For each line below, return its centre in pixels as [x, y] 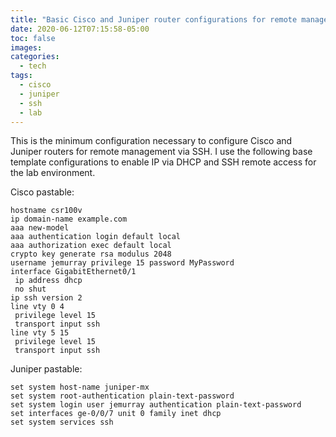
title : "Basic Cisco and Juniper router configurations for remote [154, 19]
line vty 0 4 [37, 307]
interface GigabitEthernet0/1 [73, 272]
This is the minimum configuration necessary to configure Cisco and [151, 141]
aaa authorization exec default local [91, 246]
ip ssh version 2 [46, 298]
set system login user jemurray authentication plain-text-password [156, 405]
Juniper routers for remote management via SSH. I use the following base [161, 152]
